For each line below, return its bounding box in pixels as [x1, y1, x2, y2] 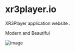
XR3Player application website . [5, 20, 70, 26]
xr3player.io [5, 4, 56, 15]
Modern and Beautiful [5, 30, 50, 36]
